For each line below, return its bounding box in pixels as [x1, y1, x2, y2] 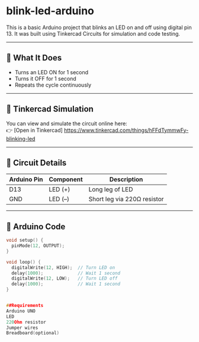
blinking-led [6, 135, 36, 142]
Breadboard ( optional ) [6, 330, 60, 336]
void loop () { [6, 259, 41, 265]
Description [109, 175, 143, 183]
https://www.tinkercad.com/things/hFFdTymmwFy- [64, 126, 189, 134]
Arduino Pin [9, 175, 43, 183]
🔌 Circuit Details [6, 157, 67, 167]
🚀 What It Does [6, 53, 62, 63]
